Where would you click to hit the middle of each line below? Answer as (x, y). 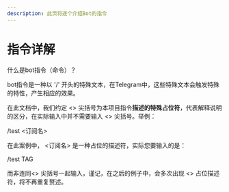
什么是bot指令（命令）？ (42, 70)
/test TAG (21, 159)
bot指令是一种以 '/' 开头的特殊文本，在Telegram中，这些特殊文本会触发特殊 (113, 84)
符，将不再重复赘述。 (37, 182)
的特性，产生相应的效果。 (43, 93)
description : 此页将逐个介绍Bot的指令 (57, 13)
